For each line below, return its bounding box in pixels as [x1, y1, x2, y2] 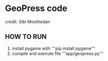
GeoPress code [5, 3, 67, 14]
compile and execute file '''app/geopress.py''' [12, 50, 104, 56]
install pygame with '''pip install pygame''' [12, 45, 95, 51]
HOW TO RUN [5, 33, 47, 41]
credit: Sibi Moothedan [5, 19, 51, 24]
